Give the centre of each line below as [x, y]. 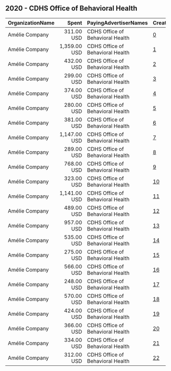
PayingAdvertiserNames [118, 22]
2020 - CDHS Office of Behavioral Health [71, 8]
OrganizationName [31, 22]
